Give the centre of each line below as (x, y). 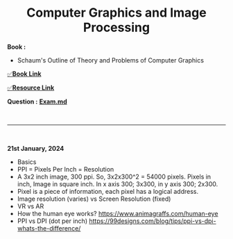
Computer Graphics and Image (116, 13)
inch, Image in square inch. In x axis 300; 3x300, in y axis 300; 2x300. (118, 184)
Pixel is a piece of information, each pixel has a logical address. (108, 191)
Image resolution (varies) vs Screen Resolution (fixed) (94, 199)
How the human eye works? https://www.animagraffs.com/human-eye (118, 213)
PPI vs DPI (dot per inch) (52, 221)
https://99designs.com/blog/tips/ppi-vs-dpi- (153, 221)
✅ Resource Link (31, 88)
